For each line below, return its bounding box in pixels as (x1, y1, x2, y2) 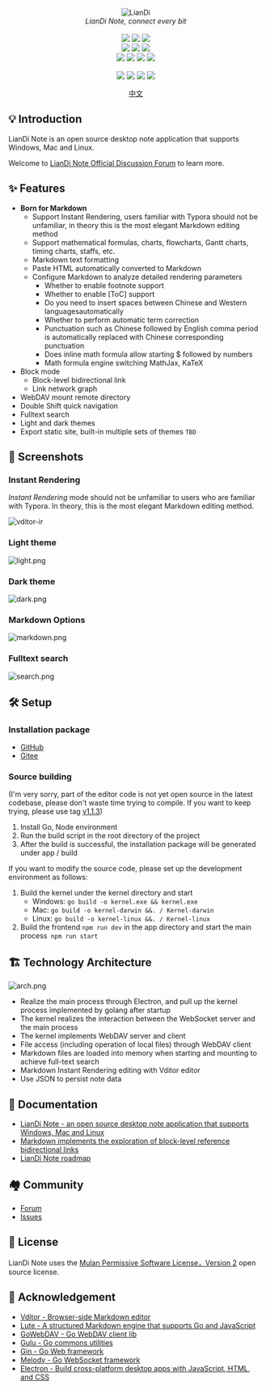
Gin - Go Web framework (19, 1346, 104, 1356)
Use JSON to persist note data (19, 1074, 122, 1084)
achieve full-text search (19, 1057, 99, 1067)
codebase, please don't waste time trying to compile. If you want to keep (8, 798, 251, 808)
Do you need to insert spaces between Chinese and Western (44, 298, 247, 307)
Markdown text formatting (32, 255, 120, 265)
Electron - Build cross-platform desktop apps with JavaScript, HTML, (19, 1363, 251, 1373)
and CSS (19, 1372, 50, 1382)
